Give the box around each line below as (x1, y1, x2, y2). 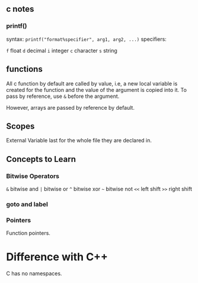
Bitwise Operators (6, 171, 59, 180)
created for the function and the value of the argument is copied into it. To (6, 86, 187, 93)
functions (6, 64, 43, 74)
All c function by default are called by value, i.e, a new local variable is (6, 80, 178, 87)
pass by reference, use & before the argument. (6, 93, 120, 100)
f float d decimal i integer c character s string (6, 47, 117, 54)
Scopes (6, 121, 35, 131)
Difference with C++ (6, 250, 108, 264)
